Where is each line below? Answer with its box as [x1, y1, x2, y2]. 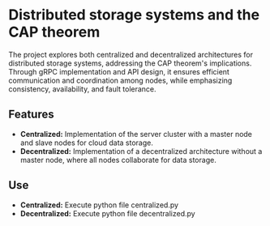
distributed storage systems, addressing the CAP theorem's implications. [8, 58, 252, 68]
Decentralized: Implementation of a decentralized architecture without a [19, 146, 263, 156]
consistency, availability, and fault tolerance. [8, 83, 156, 94]
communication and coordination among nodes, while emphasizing [8, 75, 233, 85]
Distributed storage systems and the [8, 6, 260, 24]
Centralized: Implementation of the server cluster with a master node [19, 129, 253, 139]
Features [8, 108, 54, 122]
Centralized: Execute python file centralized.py [19, 200, 179, 210]
